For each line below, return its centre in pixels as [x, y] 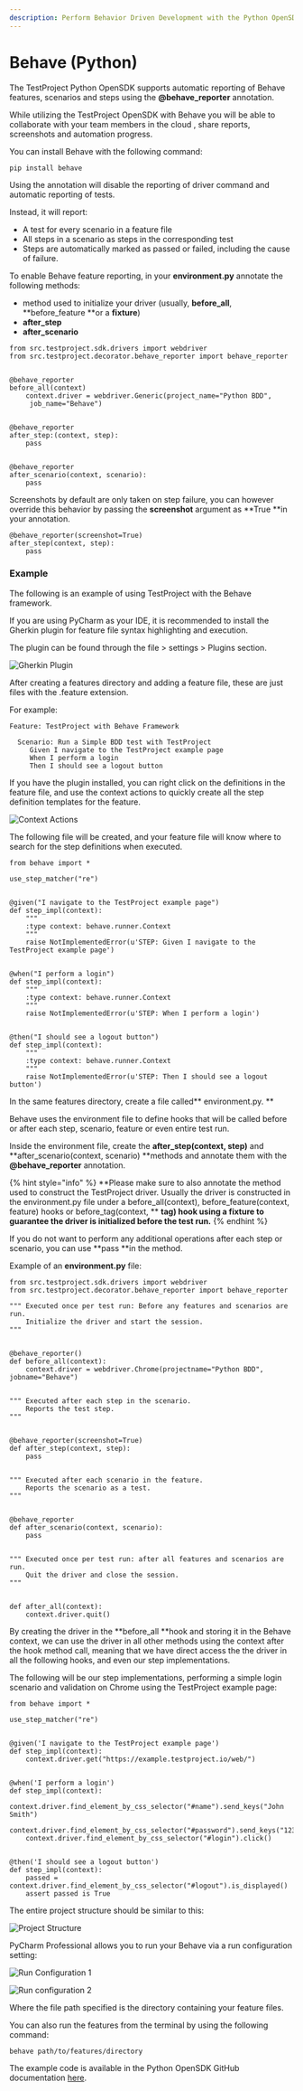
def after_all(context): [56, 1606]
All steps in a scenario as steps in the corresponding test [128, 239]
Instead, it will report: [49, 212]
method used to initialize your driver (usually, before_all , [127, 303]
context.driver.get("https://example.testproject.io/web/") [141, 1759]
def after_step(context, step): [70, 1448]
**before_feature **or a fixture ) [82, 312]
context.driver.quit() [68, 1615]
